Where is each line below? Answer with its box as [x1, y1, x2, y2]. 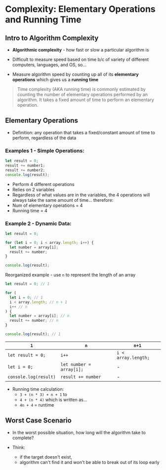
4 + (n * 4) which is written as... [19, 397, 87, 403]
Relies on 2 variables [12, 186, 55, 192]
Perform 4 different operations [12, 181, 75, 187]
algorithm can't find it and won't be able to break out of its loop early [19, 459, 160, 465]
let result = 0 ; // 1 [5, 282, 50, 287]
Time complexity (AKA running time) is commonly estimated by [17, 86, 146, 92]
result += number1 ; [5, 163, 45, 168]
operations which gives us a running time [12, 77, 99, 82]
